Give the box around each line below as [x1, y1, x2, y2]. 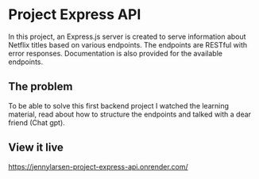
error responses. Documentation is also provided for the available [8, 48, 222, 58]
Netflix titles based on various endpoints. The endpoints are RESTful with [8, 40, 248, 49]
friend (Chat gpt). [8, 117, 65, 128]
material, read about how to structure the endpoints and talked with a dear [8, 109, 252, 119]
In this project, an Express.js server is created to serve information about [8, 32, 246, 41]
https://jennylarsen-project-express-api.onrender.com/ [8, 162, 188, 171]
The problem [8, 80, 73, 93]
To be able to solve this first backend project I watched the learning [8, 101, 229, 110]
